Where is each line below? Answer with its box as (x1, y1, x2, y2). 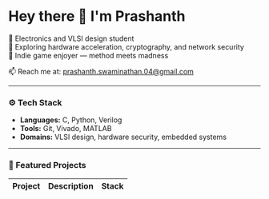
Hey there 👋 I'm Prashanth (8, 7, 186, 26)
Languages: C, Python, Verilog (19, 115, 122, 125)
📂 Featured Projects (8, 160, 86, 171)
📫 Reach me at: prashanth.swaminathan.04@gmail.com (8, 66, 195, 76)
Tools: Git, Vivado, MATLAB (19, 124, 112, 133)
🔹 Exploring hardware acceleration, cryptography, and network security (8, 42, 244, 51)
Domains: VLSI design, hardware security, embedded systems (19, 132, 227, 142)
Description (47, 180, 94, 191)
